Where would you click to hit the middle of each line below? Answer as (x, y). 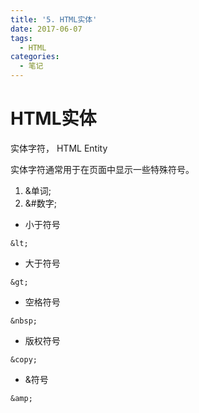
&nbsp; (24, 321)
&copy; (24, 359)
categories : (35, 57)
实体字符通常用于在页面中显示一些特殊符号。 (102, 169)
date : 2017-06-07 (46, 29)
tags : (21, 38)
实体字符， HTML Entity (59, 148)
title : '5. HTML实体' (54, 19)
